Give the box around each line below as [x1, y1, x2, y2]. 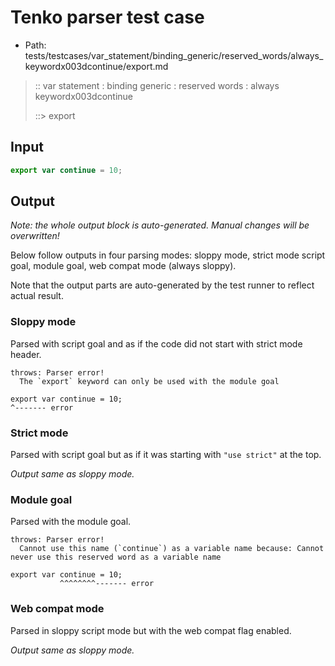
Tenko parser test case [10, 6, 205, 29]
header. [10, 348, 42, 360]
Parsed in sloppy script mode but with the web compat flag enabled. [10, 624, 292, 636]
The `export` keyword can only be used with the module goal [19, 376, 280, 386]
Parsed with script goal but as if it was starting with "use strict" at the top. [10, 449, 322, 461]
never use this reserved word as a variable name [10, 552, 222, 563]
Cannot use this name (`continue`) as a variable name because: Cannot [19, 544, 325, 554]
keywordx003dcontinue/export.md [24, 60, 169, 72]
